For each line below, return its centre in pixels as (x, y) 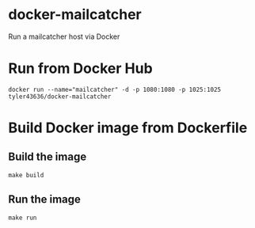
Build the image (48, 157)
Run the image (45, 199)
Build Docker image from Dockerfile (128, 128)
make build (26, 175)
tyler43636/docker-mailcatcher (60, 97)
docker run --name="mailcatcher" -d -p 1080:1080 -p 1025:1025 (115, 89)
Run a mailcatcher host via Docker (64, 36)
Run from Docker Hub (80, 68)
